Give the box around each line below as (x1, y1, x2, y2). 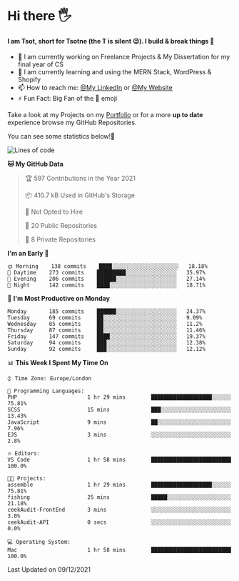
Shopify (17, 75, 41, 84)
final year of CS (17, 60, 64, 69)
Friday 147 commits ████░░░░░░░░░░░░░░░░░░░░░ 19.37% (7, 333, 205, 340)
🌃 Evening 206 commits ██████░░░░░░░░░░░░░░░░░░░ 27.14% (7, 275, 205, 283)
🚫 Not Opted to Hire (24, 207, 83, 217)
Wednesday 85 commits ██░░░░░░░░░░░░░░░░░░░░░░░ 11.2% (7, 321, 203, 328)
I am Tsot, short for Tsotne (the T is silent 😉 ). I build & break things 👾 (7, 36, 215, 45)
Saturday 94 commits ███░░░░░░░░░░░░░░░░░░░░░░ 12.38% (7, 339, 205, 347)
